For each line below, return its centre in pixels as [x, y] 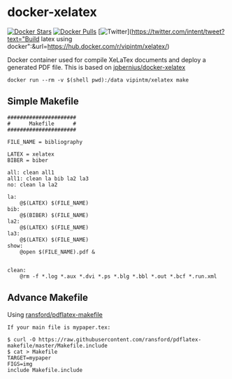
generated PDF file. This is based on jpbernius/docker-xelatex [96, 67]
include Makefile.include [45, 370]
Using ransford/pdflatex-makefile [55, 314]
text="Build [23, 38]
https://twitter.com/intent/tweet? [178, 31]
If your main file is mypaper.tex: [59, 327]
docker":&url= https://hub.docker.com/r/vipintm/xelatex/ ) [88, 46]
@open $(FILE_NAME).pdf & [58, 252]
